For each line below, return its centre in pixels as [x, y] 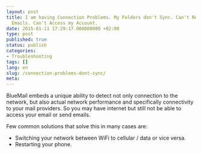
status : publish [26, 46]
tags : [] [17, 62]
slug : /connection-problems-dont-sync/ [56, 73]
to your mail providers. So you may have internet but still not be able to [94, 108]
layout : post [23, 12]
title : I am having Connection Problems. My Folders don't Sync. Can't [98, 17]
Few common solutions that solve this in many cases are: [77, 126]
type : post [20, 34]
